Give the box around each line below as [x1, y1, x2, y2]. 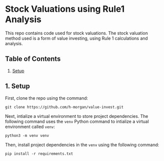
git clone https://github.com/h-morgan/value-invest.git [5, 105, 124, 109]
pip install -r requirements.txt [5, 151, 73, 156]
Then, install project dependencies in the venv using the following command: [5, 141, 160, 148]
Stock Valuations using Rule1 [5, 3, 125, 15]
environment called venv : [5, 124, 55, 130]
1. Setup [5, 82, 30, 90]
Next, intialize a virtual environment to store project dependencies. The [5, 113, 148, 119]
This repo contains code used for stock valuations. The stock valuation [5, 30, 148, 36]
